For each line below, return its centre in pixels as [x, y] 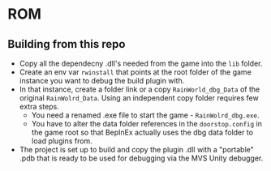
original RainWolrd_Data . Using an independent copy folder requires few [139, 98]
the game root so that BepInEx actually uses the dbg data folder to [142, 132]
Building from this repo [67, 44]
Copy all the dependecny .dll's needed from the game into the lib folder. [141, 63]
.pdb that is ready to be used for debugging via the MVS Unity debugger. [141, 158]
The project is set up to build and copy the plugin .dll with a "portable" [136, 150]
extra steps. [39, 107]
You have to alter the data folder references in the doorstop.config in [147, 124]
